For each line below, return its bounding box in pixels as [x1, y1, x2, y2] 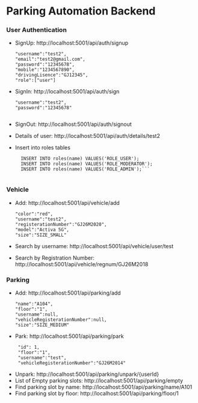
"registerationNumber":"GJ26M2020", [14, 221, 107, 227]
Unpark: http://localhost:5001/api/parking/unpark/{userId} [14, 370, 159, 378]
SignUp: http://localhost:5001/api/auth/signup [14, 39, 129, 46]
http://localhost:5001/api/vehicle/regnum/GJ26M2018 [14, 260, 149, 267]
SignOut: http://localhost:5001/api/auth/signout [14, 120, 132, 128]
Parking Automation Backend [6, 4, 156, 18]
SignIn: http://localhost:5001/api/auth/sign [14, 88, 120, 95]
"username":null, [14, 311, 59, 317]
